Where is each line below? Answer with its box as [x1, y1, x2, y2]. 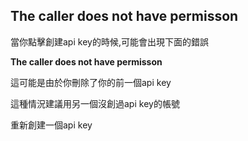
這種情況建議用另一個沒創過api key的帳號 [10, 97, 180, 109]
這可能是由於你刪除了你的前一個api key [10, 76, 172, 88]
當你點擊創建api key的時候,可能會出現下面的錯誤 [10, 35, 209, 48]
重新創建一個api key [10, 119, 93, 131]
